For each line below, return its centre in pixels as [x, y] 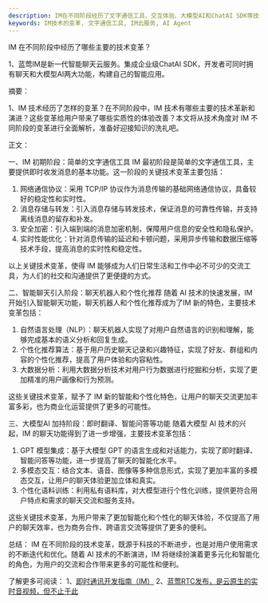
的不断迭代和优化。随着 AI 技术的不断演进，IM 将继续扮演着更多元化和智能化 [134, 554]
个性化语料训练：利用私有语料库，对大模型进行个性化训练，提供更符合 [135, 490]
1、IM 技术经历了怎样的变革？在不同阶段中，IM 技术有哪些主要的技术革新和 [132, 108]
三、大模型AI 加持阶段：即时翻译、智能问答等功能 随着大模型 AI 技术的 [124, 423]
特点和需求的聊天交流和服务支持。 [83, 500]
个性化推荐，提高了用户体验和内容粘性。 [100, 359]
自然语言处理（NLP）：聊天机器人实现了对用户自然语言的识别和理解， [133, 329]
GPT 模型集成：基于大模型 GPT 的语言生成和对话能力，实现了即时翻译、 [138, 450]
